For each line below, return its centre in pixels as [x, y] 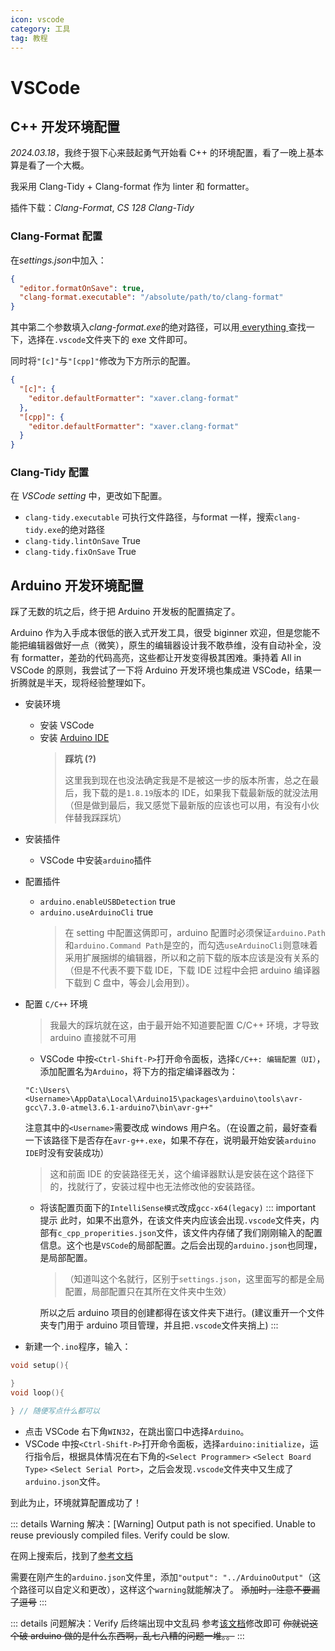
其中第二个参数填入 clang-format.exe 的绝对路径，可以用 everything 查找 [158, 327]
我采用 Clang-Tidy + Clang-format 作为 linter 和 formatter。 [132, 187]
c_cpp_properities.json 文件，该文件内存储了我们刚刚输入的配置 [190, 1233]
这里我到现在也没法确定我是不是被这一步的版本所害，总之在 [187, 780]
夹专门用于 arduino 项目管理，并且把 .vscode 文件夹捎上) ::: [159, 1325]
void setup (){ [40, 1366]
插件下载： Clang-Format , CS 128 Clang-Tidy [102, 208]
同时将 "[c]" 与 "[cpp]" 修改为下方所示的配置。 [103, 361]
